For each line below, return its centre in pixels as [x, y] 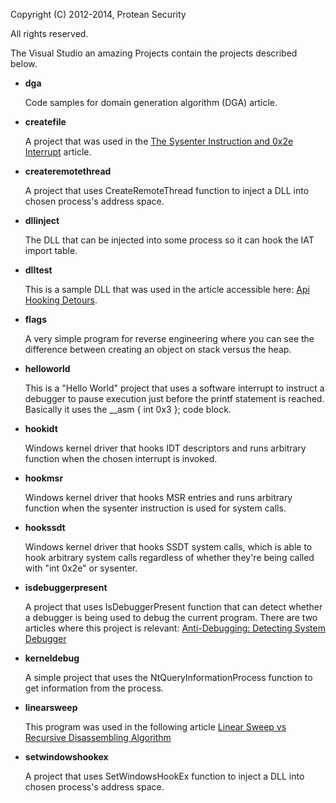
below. [24, 63]
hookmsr [44, 478]
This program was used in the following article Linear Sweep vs [155, 727]
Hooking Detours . [61, 300]
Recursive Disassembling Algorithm [98, 737]
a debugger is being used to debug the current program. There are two [171, 617]
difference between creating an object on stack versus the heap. [158, 349]
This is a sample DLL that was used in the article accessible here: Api [167, 289]
